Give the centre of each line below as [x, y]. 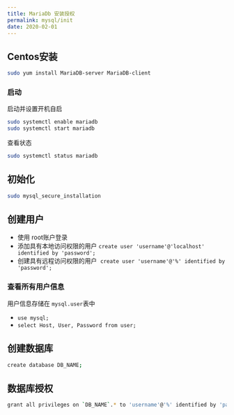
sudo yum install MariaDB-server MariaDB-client [79, 73]
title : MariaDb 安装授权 [41, 14]
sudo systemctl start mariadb [51, 129]
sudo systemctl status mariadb [53, 156]
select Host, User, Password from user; [77, 325]
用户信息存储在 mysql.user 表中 [51, 303]
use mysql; [33, 318]
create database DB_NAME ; [45, 365]
